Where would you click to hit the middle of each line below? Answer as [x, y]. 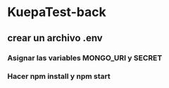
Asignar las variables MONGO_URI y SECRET [85, 58]
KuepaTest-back [57, 12]
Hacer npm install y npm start [59, 76]
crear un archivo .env [55, 38]
